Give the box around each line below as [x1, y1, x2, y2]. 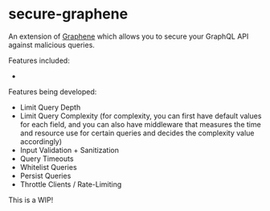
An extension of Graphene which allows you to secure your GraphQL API [8, 31, 249, 41]
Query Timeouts [19, 154, 74, 163]
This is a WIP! [8, 195, 54, 205]
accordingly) [19, 136, 63, 146]
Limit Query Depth [19, 102, 81, 112]
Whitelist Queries [19, 162, 78, 172]
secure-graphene [8, 5, 129, 23]
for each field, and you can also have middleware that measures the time [19, 119, 261, 129]
